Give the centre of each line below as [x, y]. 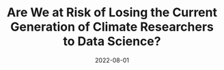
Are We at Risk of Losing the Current [112, 13]
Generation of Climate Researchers [112, 27]
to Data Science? [112, 41]
